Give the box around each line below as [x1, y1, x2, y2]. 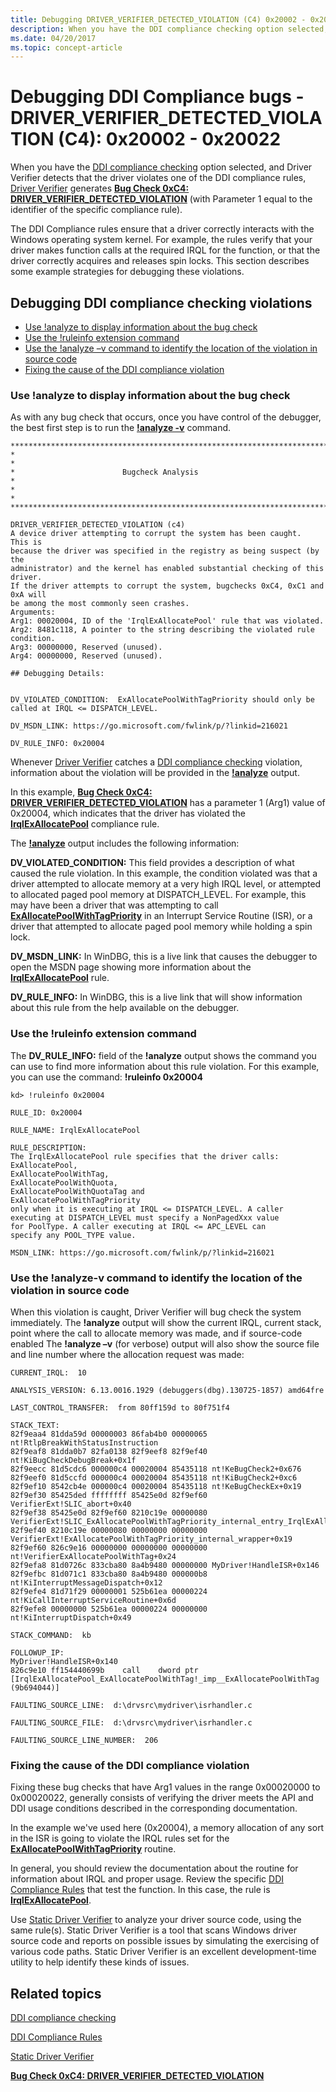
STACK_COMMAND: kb [10, 1630, 92, 1640]
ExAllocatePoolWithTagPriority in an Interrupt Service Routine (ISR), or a [10, 910, 313, 922]
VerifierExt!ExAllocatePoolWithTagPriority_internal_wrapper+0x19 [10, 1534, 293, 1544]
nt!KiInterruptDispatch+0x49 [10, 1612, 132, 1623]
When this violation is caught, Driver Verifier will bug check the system [10, 1306, 302, 1318]
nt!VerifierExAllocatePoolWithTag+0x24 [10, 1551, 177, 1561]
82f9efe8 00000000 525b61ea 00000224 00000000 [10, 1604, 208, 1614]
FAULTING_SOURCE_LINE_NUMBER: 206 [10, 1735, 159, 1745]
